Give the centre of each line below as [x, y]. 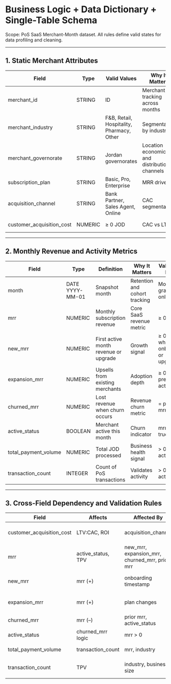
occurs [104, 416]
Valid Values [121, 78]
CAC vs [151, 225]
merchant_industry [30, 127]
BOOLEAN [78, 431]
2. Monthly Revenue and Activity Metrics [72, 251]
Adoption [141, 376]
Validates [141, 470]
